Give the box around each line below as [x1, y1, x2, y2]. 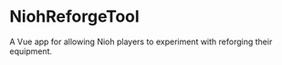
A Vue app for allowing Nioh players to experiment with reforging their [9, 36, 273, 47]
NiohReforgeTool [9, 6, 140, 27]
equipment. [9, 45, 53, 56]
